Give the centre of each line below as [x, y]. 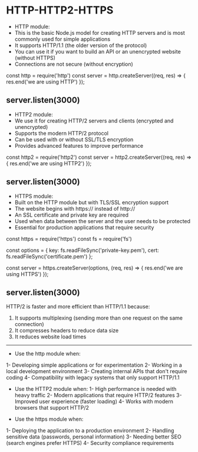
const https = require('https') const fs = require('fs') [69, 238]
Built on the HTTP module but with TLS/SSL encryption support [92, 202]
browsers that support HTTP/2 [52, 408]
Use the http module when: [47, 354]
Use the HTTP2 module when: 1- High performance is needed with [95, 389]
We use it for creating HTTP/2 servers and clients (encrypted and [94, 121]
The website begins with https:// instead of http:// [75, 208]
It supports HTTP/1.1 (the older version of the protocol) [81, 45]
